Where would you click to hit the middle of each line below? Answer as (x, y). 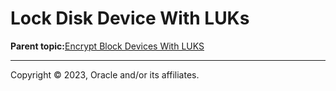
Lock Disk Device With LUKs (130, 18)
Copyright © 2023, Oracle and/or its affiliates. (105, 74)
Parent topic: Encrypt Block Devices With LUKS (107, 46)
